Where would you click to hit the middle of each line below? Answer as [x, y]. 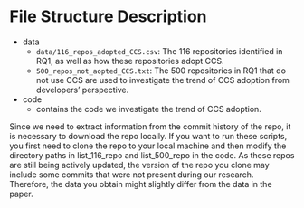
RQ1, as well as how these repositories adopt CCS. [130, 61]
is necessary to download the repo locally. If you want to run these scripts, [148, 136]
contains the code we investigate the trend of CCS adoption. [149, 109]
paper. [21, 194]
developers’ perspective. [82, 90]
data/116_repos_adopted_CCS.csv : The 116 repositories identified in [159, 51]
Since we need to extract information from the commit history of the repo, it [150, 126]
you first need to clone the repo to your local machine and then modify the [148, 146]
